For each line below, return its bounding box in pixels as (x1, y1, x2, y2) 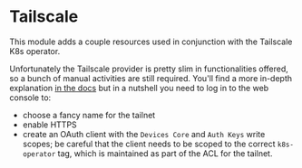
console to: (9, 92, 52, 103)
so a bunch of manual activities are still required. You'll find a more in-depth (9, 72, 293, 83)
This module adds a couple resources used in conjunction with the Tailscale (9, 36, 293, 47)
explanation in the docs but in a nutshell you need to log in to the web (9, 82, 269, 93)
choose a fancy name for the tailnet (22, 109, 156, 120)
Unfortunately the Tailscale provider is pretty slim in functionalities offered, (9, 63, 288, 74)
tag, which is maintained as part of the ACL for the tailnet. (57, 147, 273, 159)
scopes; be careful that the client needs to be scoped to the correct (22, 138, 276, 149)
